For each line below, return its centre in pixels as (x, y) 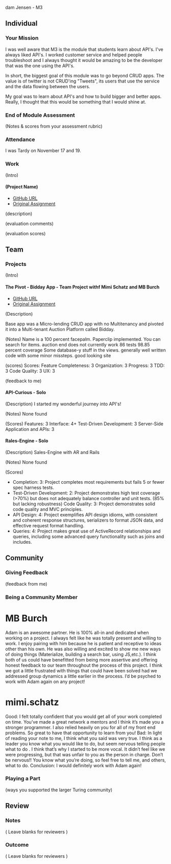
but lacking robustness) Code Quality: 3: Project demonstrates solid (84, 504)
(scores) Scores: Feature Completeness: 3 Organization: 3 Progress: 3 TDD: (85, 365)
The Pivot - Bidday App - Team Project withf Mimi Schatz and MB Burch (82, 287)
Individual (21, 23)
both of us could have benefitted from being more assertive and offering (81, 660)
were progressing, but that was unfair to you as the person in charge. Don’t (84, 754)
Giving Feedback (27, 572)
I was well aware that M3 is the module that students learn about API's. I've (84, 49)
